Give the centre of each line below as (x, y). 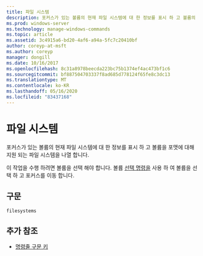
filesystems (21, 211)
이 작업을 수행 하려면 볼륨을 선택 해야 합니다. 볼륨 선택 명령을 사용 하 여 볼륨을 (99, 168)
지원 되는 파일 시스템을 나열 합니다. (48, 155)
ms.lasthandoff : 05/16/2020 (42, 91)
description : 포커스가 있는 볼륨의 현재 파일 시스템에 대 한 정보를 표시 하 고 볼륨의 (101, 18)
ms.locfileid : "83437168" (39, 97)
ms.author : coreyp (30, 52)
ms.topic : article (30, 35)
